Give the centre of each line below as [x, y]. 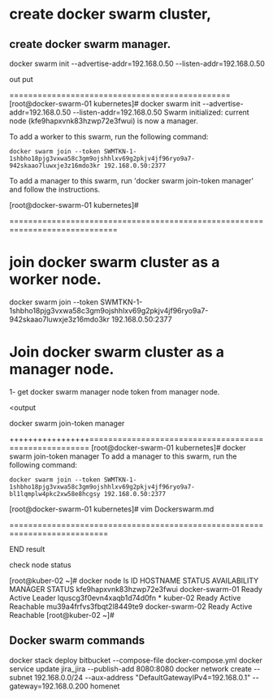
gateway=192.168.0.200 [49, 686]
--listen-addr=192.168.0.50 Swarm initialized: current [161, 112]
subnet [21, 677]
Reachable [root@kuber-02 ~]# [62, 615]
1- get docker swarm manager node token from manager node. [115, 391]
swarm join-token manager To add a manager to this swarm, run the [123, 456]
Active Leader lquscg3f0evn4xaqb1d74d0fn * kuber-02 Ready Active [125, 598]
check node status [40, 564]
